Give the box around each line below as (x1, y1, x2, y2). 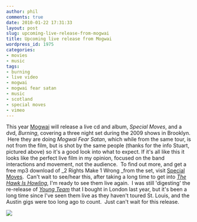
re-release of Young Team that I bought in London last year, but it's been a (6, 186, 188, 193)
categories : (6, 47, 35, 53)
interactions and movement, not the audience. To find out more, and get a (6, 161, 187, 168)
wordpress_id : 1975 (6, 42, 54, 48)
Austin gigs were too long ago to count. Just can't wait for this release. (6, 198, 180, 206)
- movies (6, 52, 28, 58)
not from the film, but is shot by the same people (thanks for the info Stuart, (6, 142, 190, 149)
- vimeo (6, 107, 25, 113)
